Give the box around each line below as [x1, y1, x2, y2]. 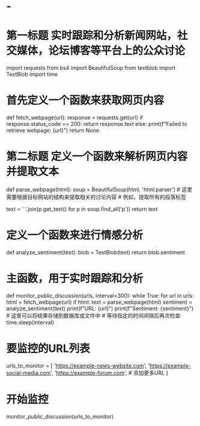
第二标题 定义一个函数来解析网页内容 [6, 150, 188, 163]
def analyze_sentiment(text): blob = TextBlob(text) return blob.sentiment [6, 248, 185, 255]
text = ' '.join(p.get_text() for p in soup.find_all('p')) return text [6, 205, 158, 213]
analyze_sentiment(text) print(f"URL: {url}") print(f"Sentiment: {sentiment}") [6, 304, 194, 312]
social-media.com [6, 369, 51, 376]
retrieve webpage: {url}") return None [6, 127, 100, 134]
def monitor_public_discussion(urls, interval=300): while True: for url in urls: [6, 292, 194, 299]
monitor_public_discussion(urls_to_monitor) [6, 413, 114, 420]
